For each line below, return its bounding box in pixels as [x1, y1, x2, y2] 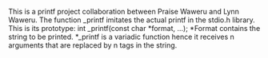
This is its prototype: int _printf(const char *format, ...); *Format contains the [8, 24, 261, 33]
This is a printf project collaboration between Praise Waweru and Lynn [8, 7, 240, 16]
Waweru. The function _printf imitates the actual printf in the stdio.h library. [8, 15, 256, 25]
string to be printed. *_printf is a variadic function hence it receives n [8, 32, 234, 41]
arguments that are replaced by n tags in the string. [8, 41, 178, 50]
